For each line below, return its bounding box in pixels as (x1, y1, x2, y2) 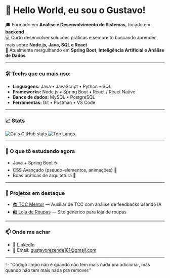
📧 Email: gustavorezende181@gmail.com (12, 247, 97, 253)
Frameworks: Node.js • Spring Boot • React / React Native (12, 89, 136, 95)
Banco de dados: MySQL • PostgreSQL (12, 94, 95, 100)
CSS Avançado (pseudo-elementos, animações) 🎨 (12, 166, 117, 173)
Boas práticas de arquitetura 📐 (12, 172, 76, 178)
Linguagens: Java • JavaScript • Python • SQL (12, 83, 112, 90)
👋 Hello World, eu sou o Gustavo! (5, 5, 146, 16)
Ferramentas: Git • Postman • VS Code (12, 99, 96, 105)
